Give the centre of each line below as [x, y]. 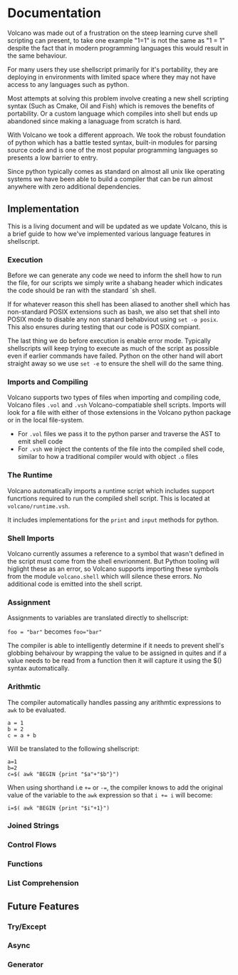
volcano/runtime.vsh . [39, 506]
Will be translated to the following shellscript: [73, 748]
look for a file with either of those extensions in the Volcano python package [119, 413]
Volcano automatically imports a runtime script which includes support [111, 490]
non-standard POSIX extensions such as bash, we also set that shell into [114, 312]
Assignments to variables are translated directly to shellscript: [98, 618]
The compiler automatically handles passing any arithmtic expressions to [114, 702]
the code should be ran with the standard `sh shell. [82, 291]
